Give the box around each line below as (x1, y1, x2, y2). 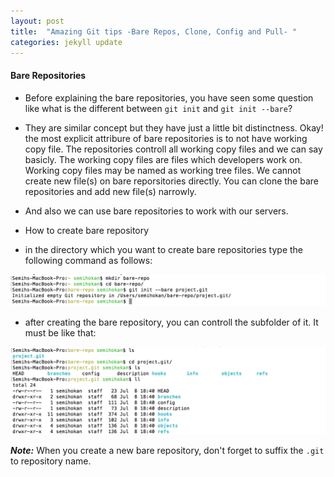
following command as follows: (24, 254, 153, 266)
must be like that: (24, 326, 97, 339)
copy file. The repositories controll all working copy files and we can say (24, 143, 323, 155)
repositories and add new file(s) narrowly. (24, 185, 197, 197)
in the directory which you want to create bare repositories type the (24, 243, 304, 255)
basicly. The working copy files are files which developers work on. (24, 153, 303, 165)
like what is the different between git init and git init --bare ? (24, 102, 293, 114)
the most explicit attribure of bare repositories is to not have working (24, 132, 308, 144)
